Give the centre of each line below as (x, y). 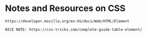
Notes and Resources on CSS (65, 8)
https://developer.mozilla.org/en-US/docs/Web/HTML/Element (67, 21)
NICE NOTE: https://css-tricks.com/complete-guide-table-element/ (74, 29)
